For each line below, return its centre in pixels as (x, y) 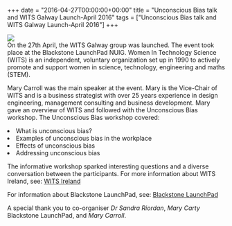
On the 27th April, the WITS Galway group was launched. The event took (111, 45)
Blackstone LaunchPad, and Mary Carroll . (67, 215)
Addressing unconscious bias (58, 153)
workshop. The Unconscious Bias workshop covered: (83, 118)
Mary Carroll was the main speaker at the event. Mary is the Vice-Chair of (113, 88)
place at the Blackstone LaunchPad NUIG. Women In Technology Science (112, 52)
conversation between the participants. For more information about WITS (111, 174)
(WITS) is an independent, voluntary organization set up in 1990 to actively (114, 60)
